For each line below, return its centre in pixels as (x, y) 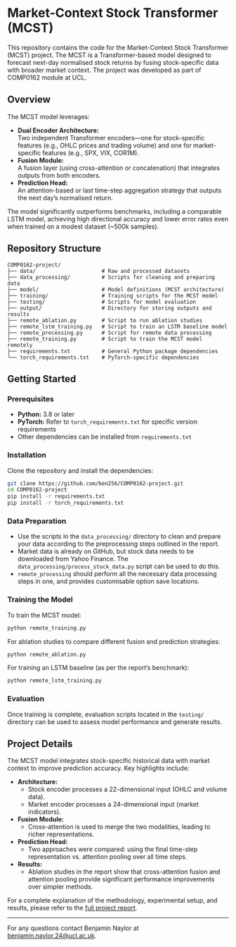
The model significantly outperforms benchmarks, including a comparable (114, 211)
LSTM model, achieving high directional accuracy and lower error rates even (118, 219)
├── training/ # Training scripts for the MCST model (113, 295)
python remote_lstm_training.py (54, 681)
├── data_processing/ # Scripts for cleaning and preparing (111, 277)
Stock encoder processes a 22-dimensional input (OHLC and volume (127, 789)
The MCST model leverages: (48, 116)
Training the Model (40, 599)
